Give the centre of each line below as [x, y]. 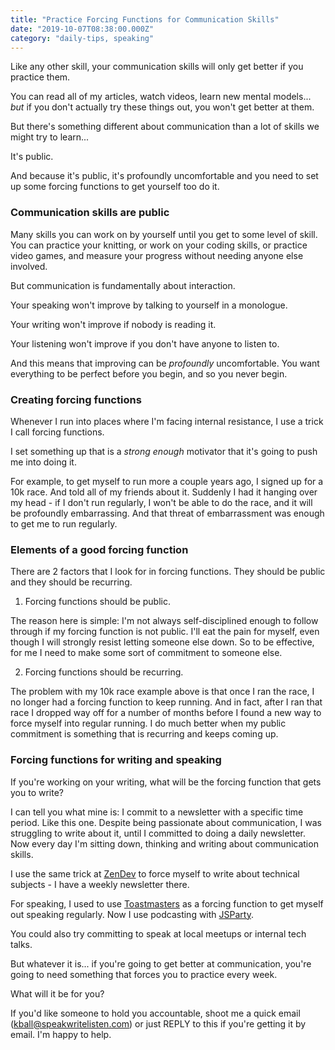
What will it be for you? [57, 993]
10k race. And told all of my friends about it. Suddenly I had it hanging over [164, 492]
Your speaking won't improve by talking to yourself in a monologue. [149, 305]
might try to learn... [50, 137]
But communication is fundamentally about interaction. [123, 285]
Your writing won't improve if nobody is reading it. [113, 324]
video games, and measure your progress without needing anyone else [157, 255]
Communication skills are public [90, 213]
